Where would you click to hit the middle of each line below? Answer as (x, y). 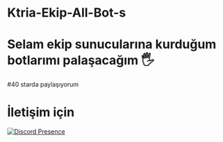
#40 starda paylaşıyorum (43, 85)
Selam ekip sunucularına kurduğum (112, 45)
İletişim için (41, 113)
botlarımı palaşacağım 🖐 (81, 61)
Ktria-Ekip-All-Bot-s (67, 13)
